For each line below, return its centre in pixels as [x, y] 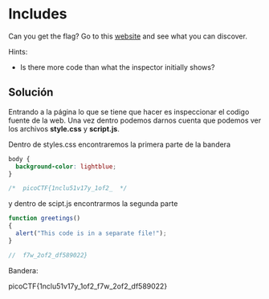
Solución [31, 93]
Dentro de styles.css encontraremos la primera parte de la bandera [120, 144]
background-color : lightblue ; [66, 166]
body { [19, 159]
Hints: [18, 51]
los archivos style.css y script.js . [64, 128]
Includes [38, 14]
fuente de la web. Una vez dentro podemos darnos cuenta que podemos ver [135, 120]
